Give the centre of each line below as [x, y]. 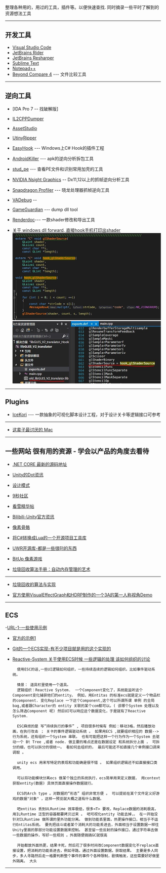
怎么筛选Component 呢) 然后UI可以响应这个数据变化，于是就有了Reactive [79, 711]
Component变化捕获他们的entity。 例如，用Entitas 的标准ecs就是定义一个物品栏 [86, 696]
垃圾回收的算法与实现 [34, 584]
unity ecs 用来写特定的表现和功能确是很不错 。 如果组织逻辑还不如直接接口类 [87, 763]
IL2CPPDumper [28, 119]
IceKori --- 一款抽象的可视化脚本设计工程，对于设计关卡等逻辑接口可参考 [86, 415]
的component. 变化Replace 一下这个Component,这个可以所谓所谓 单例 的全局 [83, 701]
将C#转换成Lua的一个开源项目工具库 [49, 538]
